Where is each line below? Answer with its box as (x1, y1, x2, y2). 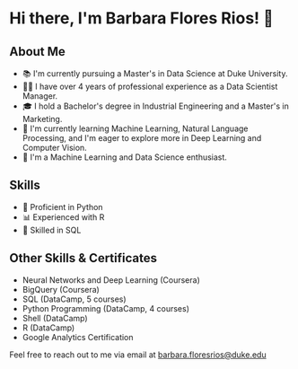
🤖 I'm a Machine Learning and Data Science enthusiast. (22, 152, 227, 163)
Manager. (22, 91, 58, 101)
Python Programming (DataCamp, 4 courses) (22, 303, 190, 313)
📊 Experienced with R (22, 211, 105, 223)
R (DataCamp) (22, 322, 75, 333)
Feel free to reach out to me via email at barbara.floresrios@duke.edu (9, 349, 267, 360)
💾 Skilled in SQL (22, 224, 82, 235)
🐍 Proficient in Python (22, 201, 103, 212)
